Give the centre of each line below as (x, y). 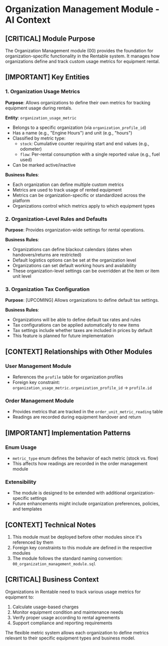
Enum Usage (21, 447)
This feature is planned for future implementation (63, 336)
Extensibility (21, 482)
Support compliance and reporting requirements (62, 623)
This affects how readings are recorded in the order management (80, 463)
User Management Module (38, 366)
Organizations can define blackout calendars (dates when (72, 249)
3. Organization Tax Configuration (47, 289)
